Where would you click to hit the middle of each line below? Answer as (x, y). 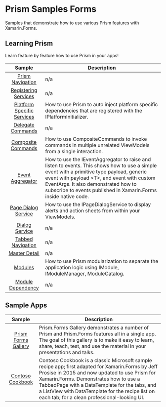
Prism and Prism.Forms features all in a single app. (97, 333)
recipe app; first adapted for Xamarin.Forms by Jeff (98, 366)
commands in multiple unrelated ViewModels (97, 145)
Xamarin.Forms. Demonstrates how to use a (89, 379)
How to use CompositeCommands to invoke (96, 139)
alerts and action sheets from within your (93, 210)
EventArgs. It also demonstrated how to (91, 184)
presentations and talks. (67, 352)
